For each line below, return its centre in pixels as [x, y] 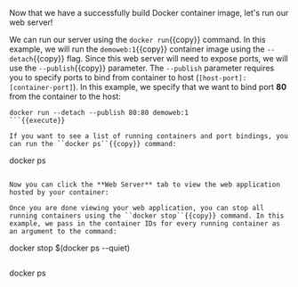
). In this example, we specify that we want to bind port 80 [180, 87]
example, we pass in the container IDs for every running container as [145, 224]
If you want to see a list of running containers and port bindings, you [149, 136]
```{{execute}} [37, 120]
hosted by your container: [59, 193]
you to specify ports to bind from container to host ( [104, 78]
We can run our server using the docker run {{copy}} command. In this [137, 40]
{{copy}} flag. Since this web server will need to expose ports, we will [160, 58]
